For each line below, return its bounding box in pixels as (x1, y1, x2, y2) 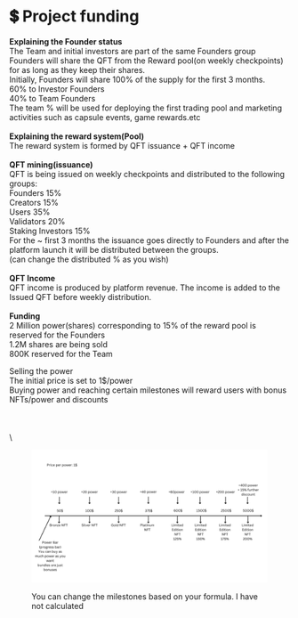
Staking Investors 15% (9, 225, 91, 236)
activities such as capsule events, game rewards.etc (9, 111, 201, 122)
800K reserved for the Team (9, 348, 113, 359)
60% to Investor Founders (9, 83, 105, 94)
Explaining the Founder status (9, 36, 123, 46)
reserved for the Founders (9, 329, 105, 340)
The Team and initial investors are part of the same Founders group (9, 45, 256, 56)
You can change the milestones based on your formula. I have (31, 591, 259, 602)
